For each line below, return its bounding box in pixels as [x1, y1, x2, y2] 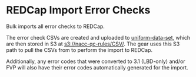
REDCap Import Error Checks [6, 3, 151, 17]
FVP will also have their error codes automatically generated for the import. [6, 64, 188, 71]
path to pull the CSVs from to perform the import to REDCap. [6, 46, 153, 53]
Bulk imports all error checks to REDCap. [6, 23, 105, 30]
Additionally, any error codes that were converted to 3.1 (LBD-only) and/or [6, 58, 185, 65]
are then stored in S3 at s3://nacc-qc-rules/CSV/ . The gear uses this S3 [6, 40, 180, 47]
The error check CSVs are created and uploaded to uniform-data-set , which [6, 34, 191, 41]
